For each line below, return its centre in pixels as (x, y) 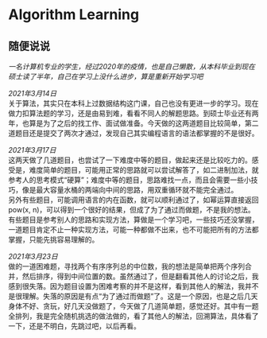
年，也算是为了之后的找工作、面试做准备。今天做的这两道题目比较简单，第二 (133, 123)
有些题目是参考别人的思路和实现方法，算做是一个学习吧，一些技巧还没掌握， (133, 220)
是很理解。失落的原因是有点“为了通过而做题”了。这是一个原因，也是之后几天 (133, 296)
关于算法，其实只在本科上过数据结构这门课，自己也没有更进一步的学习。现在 (133, 103)
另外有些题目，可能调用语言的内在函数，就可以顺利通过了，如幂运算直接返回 (133, 200)
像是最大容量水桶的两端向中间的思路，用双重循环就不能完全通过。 (130, 190)
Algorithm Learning (74, 15)
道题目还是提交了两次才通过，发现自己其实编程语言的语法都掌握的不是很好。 (133, 133)
